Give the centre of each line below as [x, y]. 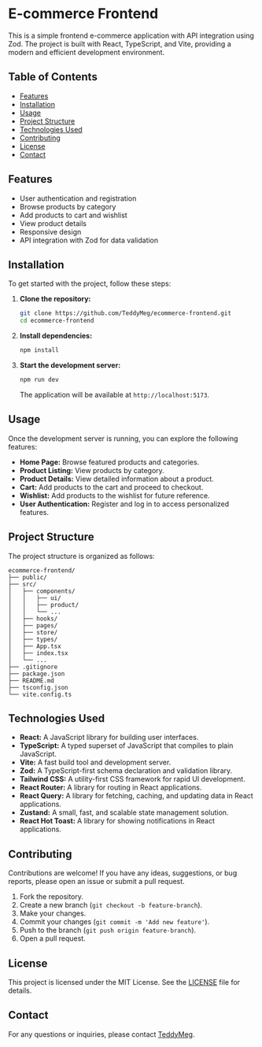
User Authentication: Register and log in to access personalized [124, 504]
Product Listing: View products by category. [92, 470]
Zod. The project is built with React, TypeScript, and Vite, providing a [120, 43]
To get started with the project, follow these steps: [90, 283]
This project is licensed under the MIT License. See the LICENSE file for [124, 982]
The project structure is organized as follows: [81, 556]
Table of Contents [53, 77]
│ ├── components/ [42, 591]
